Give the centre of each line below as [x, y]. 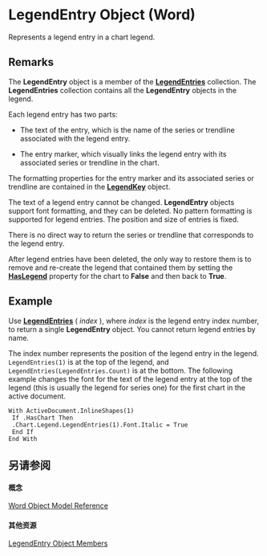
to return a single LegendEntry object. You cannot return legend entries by [132, 329]
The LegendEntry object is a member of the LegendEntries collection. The [132, 81]
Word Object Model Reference [59, 506]
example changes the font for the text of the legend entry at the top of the [130, 378]
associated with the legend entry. [75, 138]
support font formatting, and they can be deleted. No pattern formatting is [130, 211]
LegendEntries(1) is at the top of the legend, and [89, 362]
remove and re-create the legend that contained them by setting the [121, 268]
